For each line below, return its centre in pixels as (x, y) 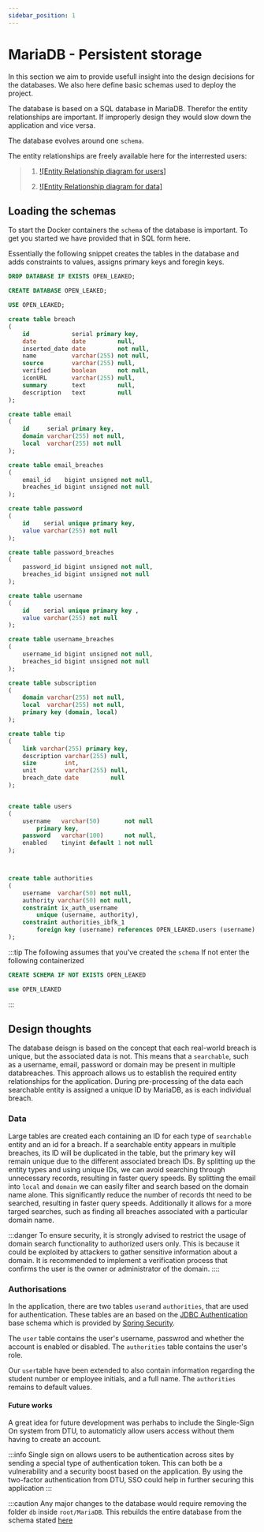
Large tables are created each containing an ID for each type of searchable (130, 1136)
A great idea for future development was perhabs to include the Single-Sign (131, 1423)
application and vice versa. (52, 125)
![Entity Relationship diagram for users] (103, 171)
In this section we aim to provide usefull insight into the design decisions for (131, 77)
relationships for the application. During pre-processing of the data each (126, 1082)
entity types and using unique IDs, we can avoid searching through (117, 1169)
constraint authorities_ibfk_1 (74, 923)
